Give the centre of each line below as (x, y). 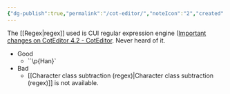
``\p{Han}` (42, 61)
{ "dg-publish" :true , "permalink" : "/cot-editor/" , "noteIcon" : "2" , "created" (116, 13)
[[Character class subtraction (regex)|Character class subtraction (121, 75)
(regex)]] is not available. (63, 82)
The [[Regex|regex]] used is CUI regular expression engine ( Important (107, 33)
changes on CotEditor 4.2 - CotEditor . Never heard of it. (86, 40)
